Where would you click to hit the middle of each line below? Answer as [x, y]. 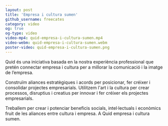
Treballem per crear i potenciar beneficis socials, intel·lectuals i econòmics [83, 108]
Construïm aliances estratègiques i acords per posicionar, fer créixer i [78, 82]
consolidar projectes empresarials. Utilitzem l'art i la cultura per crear [77, 87]
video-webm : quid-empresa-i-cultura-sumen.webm [56, 43]
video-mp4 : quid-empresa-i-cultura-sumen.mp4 [54, 38]
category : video [22, 24]
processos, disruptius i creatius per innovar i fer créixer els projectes [77, 93]
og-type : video [21, 33]
